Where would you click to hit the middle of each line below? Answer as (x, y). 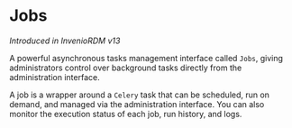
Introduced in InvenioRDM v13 (65, 41)
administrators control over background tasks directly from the (126, 68)
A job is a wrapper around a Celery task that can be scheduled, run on (140, 95)
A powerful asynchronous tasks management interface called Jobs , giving (146, 58)
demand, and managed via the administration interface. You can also (137, 104)
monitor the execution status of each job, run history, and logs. (126, 114)
